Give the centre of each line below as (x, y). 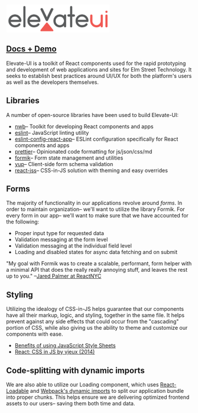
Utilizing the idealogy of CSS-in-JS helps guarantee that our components (95, 309)
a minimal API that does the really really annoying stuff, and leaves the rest (97, 270)
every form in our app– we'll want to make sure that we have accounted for (98, 216)
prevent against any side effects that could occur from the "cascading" (92, 321)
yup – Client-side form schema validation (64, 164)
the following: (23, 222)
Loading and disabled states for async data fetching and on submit (96, 252)
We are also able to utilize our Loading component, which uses (82, 385)
